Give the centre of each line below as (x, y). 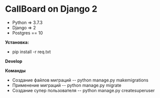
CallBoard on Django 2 (51, 9)
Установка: (17, 42)
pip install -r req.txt (32, 52)
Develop (14, 61)
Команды (15, 70)
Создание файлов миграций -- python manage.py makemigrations (80, 80)
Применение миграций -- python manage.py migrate (67, 85)
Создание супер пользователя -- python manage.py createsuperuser (83, 90)
